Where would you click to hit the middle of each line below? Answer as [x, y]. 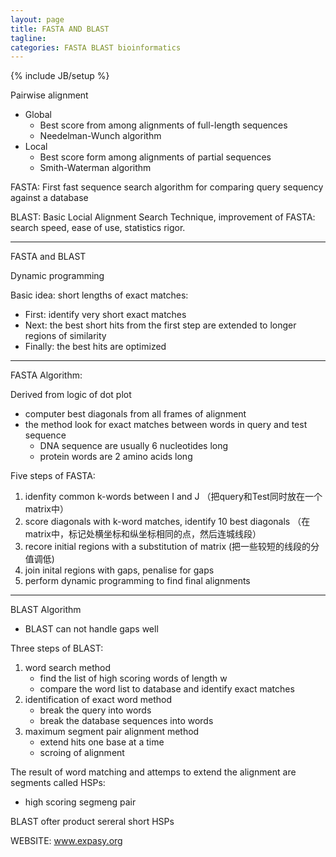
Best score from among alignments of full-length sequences [163, 125]
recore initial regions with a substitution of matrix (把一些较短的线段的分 [172, 547]
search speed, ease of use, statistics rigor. [98, 228]
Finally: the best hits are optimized [95, 347]
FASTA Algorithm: [46, 375]
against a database [49, 198]
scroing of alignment [82, 753]
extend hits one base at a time [102, 742]
